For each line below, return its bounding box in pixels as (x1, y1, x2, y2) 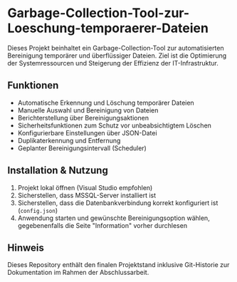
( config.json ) (17, 206, 58, 214)
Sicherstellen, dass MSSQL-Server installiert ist (17, 191, 157, 199)
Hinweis (7, 241, 44, 254)
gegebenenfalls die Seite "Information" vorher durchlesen (17, 221, 187, 229)
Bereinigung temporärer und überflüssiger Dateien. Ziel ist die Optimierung (7, 51, 227, 60)
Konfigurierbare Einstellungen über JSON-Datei (17, 128, 158, 137)
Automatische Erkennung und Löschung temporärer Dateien (17, 98, 194, 107)
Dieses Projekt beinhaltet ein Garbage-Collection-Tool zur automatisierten (7, 43, 224, 52)
